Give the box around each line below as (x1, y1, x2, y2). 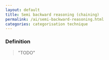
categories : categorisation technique (5, 21, 88, 27)
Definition (5, 38, 31, 45)
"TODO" (17, 49, 35, 55)
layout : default (5, 7, 40, 13)
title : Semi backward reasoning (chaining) (5, 12, 100, 17)
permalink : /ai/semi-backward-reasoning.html (5, 17, 104, 22)
